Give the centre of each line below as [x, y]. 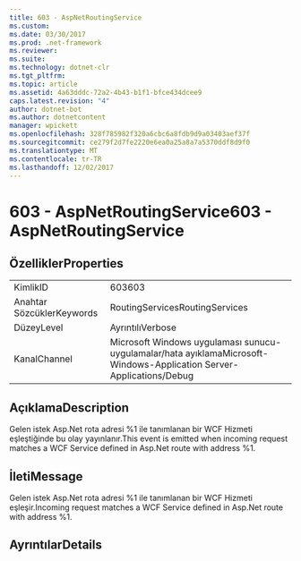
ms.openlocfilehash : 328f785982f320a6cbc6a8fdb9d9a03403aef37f [130, 134]
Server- [222, 365]
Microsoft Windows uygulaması [176, 343]
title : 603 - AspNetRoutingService [76, 17]
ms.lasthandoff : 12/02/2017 [62, 167]
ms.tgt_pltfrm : [38, 76]
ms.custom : [30, 26]
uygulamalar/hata [146, 353]
